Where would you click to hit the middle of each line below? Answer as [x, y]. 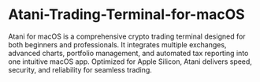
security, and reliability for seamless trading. [80, 69]
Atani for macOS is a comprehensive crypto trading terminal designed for [127, 36]
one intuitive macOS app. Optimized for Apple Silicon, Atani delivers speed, [130, 61]
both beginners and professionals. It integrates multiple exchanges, [117, 44]
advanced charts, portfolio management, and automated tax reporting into [128, 53]
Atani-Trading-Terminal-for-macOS [127, 15]
